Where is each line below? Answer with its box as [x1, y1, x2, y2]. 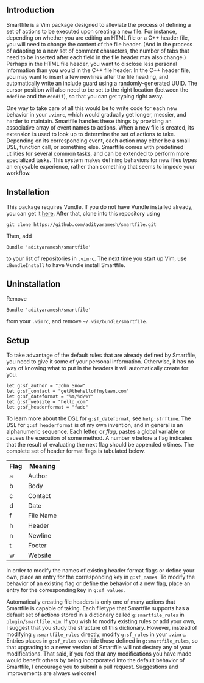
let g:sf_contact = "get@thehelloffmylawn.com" [6, 388, 130, 395]
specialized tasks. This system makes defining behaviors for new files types [6, 156, 197, 164]
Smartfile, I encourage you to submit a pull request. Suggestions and [6, 663, 178, 671]
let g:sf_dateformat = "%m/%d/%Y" [6, 393, 94, 400]
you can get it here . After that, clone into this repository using [6, 210, 160, 217]
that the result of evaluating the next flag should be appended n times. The [6, 441, 194, 448]
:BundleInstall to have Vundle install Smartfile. [6, 261, 126, 268]
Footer [28, 541, 47, 550]
